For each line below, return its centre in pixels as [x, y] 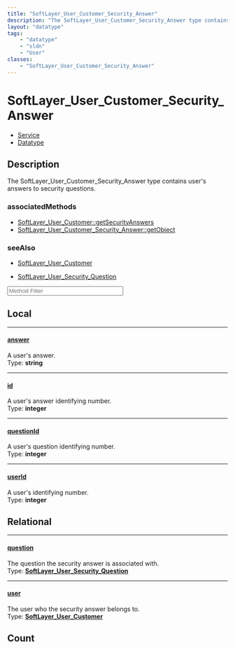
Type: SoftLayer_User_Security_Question [68, 571]
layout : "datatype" [36, 27]
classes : [20, 60]
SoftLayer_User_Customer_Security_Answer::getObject [96, 229]
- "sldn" [33, 46]
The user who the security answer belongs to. [73, 609]
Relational [30, 522]
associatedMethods [42, 207]
